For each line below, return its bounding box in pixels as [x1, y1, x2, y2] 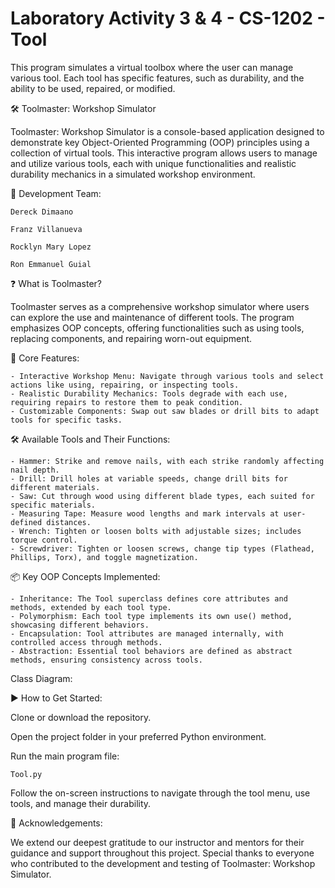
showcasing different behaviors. [10, 620, 150, 630]
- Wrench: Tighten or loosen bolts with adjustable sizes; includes [10, 526, 302, 536]
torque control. [10, 535, 78, 545]
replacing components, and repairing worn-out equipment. [10, 332, 253, 344]
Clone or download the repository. [10, 711, 152, 723]
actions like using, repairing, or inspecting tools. [10, 380, 240, 390]
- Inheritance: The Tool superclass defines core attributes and [10, 593, 288, 604]
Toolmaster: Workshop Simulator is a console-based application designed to [10, 125, 325, 137]
